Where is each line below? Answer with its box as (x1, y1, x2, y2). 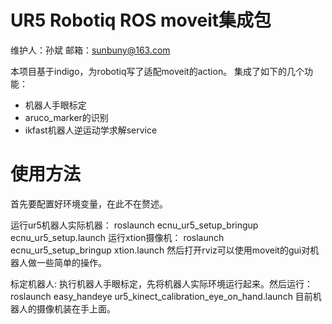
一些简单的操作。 (36, 256, 107, 268)
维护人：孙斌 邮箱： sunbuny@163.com (10, 44, 171, 56)
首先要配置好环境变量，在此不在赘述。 (10, 197, 168, 210)
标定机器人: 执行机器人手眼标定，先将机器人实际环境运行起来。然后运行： (10, 277, 313, 290)
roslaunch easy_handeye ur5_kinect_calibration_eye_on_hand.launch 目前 (10, 290, 313, 302)
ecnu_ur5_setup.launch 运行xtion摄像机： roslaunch (10, 231, 225, 243)
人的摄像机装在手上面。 (18, 302, 116, 315)
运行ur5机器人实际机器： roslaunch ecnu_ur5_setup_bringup (10, 219, 259, 231)
